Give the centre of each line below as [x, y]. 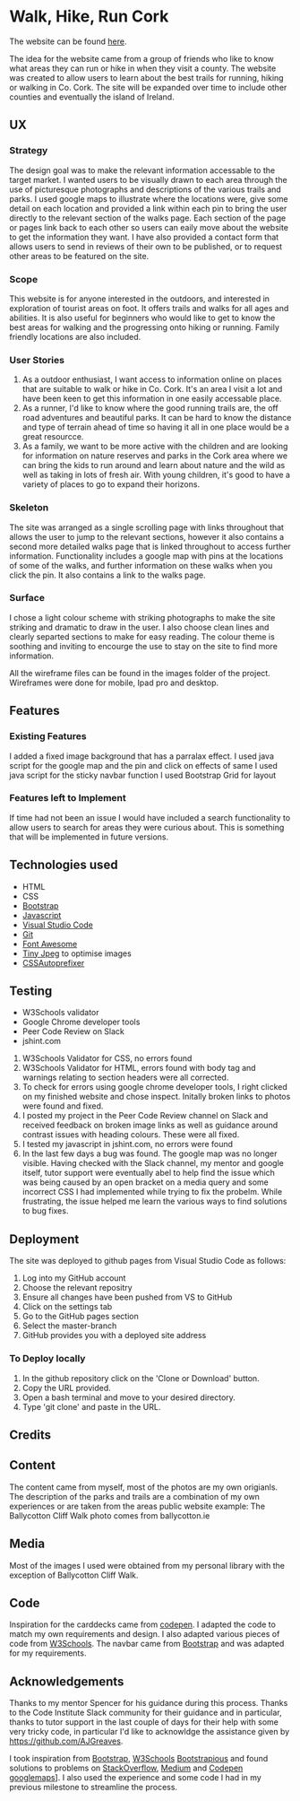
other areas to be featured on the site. [79, 256]
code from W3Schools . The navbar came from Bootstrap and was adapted [147, 1644]
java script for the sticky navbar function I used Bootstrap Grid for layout [143, 775]
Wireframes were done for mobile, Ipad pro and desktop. [114, 683]
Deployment [44, 1239]
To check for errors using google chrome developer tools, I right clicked [155, 1087]
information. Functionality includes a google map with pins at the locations [146, 556]
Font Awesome [50, 944]
